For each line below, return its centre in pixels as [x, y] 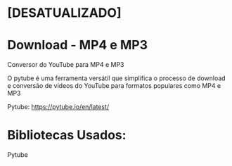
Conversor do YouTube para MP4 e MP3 [66, 65]
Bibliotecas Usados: [67, 135]
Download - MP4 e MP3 [77, 45]
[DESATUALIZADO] [64, 13]
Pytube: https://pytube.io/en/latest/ [58, 107]
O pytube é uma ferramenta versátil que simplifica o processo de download [117, 78]
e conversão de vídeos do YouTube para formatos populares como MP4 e [114, 86]
